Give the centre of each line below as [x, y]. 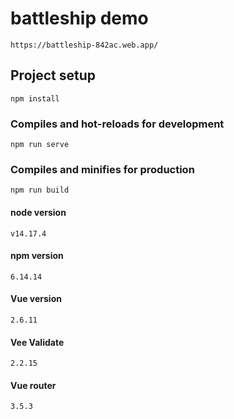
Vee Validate [37, 342]
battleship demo [79, 18]
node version [38, 212]
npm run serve [40, 145]
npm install [35, 98]
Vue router [33, 385]
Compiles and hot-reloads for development [117, 124]
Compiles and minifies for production [102, 169]
